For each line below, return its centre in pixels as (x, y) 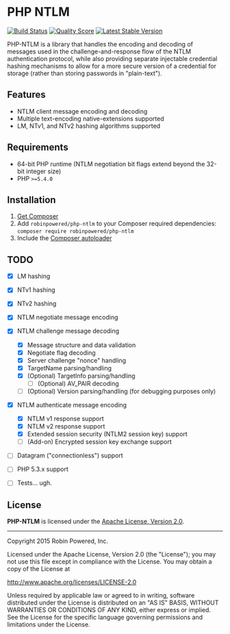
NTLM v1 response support (65, 419)
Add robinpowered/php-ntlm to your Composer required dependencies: (117, 224)
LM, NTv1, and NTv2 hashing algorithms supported (89, 126)
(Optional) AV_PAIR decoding (78, 383)
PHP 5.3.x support (42, 469)
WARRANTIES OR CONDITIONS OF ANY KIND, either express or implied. (109, 610)
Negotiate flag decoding (61, 353)
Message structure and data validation (81, 345)
